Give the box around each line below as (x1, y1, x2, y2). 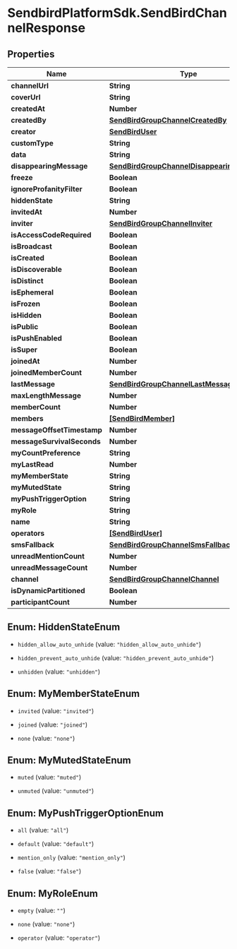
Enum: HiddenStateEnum (7, 621, 121, 633)
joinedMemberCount (11, 368, 83, 377)
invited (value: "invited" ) (17, 706, 94, 715)
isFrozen (11, 299, 41, 309)
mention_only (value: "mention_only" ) (17, 853, 126, 862)
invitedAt (11, 207, 42, 217)
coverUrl (11, 92, 41, 102)
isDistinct (11, 276, 44, 285)
